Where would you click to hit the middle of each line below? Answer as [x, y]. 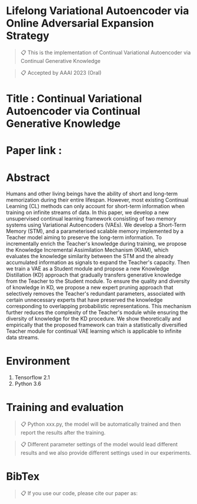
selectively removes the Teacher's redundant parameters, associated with [96, 294]
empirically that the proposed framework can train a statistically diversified [97, 325]
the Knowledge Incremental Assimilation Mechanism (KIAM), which [87, 250]
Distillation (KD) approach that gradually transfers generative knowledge [94, 275]
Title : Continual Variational [74, 99]
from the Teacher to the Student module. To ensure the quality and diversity [98, 281]
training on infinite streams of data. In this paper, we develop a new [88, 212]
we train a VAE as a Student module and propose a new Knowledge [88, 269]
